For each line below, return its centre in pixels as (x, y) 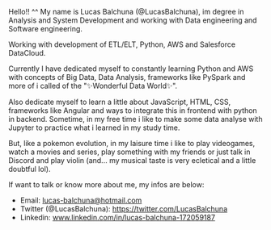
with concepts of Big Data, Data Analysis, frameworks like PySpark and (127, 77)
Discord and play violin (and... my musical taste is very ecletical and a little (132, 160)
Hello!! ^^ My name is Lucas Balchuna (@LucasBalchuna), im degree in (126, 12)
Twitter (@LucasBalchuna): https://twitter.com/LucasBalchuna (124, 209)
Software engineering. (46, 29)
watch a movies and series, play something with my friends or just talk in (129, 152)
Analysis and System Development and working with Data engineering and (133, 20)
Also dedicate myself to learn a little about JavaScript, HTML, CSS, (120, 102)
